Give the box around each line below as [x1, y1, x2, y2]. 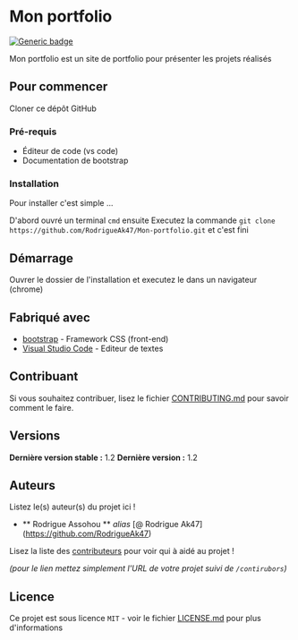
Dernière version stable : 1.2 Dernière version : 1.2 [9, 452, 199, 463]
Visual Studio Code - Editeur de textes [21, 343, 164, 354]
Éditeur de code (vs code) [21, 146, 119, 157]
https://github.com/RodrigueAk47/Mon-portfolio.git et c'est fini [9, 225, 249, 235]
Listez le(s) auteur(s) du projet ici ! [9, 501, 136, 512]
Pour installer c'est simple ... [9, 198, 114, 209]
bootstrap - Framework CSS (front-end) [21, 333, 169, 344]
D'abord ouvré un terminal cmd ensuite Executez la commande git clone [9, 215, 276, 226]
